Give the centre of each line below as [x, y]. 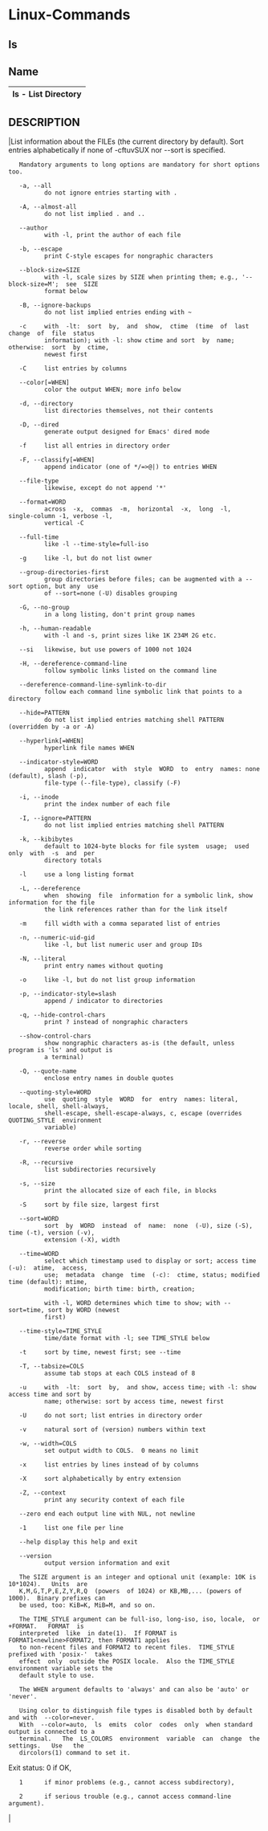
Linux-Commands [69, 15]
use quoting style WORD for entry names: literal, [141, 1099]
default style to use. [57, 1676]
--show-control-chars [55, 1036]
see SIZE [82, 284]
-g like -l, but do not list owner [85, 559]
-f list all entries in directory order [95, 446]
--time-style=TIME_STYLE [61, 1331]
